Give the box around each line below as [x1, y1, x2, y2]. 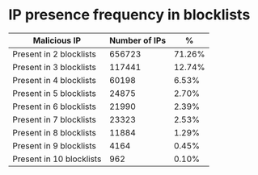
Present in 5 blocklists [12, 87, 97, 98]
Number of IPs [108, 35, 167, 46]
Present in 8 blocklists [12, 127, 97, 138]
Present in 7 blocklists [12, 114, 97, 125]
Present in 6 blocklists [12, 101, 97, 112]
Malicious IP [32, 35, 82, 46]
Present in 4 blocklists [12, 74, 97, 85]
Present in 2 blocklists [12, 48, 97, 60]
